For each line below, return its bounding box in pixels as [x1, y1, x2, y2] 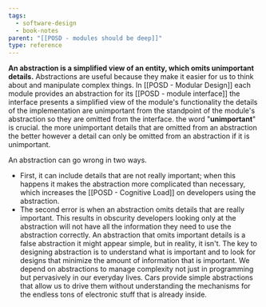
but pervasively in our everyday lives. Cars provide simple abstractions [19, 273, 254, 282]
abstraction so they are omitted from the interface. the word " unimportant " [8, 114, 256, 124]
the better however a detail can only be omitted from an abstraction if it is [8, 131, 250, 141]
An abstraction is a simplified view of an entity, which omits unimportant [8, 63, 254, 73]
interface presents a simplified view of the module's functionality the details [8, 98, 258, 107]
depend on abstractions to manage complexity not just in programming [19, 265, 254, 274]
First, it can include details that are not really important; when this [19, 171, 236, 181]
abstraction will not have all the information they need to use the [19, 221, 232, 232]
